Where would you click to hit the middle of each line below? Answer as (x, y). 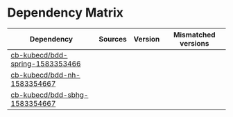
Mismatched (195, 35)
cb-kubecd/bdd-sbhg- (50, 95)
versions (195, 43)
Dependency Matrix (65, 13)
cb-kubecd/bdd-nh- (46, 75)
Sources (113, 39)
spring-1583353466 (46, 64)
